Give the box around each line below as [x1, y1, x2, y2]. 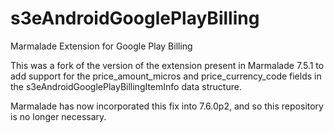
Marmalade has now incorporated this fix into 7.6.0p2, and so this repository [10, 100, 324, 112]
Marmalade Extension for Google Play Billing [10, 40, 193, 52]
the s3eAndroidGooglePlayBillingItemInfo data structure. [10, 80, 242, 92]
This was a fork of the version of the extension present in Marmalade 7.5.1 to [10, 59, 325, 71]
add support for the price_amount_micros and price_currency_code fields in [10, 70, 322, 82]
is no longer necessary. [10, 110, 107, 122]
